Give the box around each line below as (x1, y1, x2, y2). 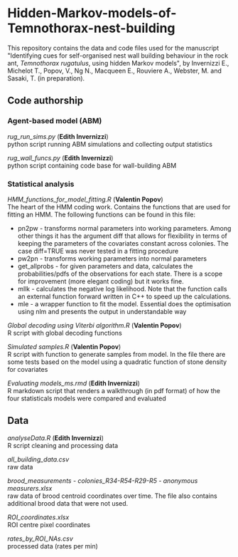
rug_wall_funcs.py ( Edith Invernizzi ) (7, 153, 114, 162)
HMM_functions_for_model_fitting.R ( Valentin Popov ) (7, 194, 163, 204)
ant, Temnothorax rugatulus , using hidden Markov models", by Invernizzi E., (7, 58, 229, 67)
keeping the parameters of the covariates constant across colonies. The (17, 239, 229, 247)
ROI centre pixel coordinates (7, 520, 91, 529)
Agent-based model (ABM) (7, 116, 102, 126)
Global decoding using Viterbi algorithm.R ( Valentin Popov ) (7, 321, 183, 329)
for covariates (7, 365, 48, 373)
